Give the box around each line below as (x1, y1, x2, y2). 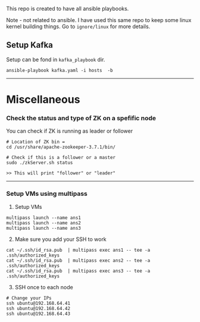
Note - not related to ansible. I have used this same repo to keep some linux (6, 17, 192, 23)
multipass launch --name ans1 (6, 214, 82, 221)
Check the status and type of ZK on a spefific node (6, 114, 157, 122)
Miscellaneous (6, 93, 80, 106)
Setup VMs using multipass (6, 190, 87, 198)
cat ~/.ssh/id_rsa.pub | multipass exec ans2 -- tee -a (6, 257, 151, 264)
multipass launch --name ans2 (6, 220, 82, 226)
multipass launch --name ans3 (6, 225, 82, 231)
